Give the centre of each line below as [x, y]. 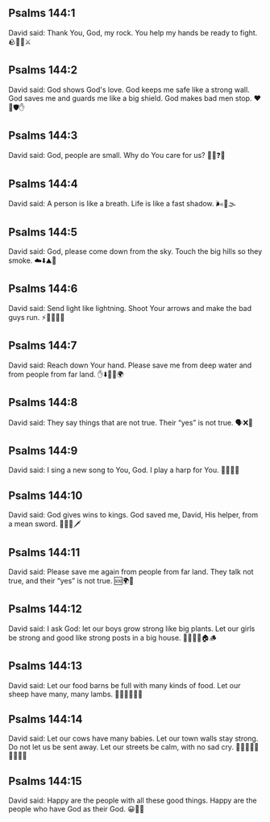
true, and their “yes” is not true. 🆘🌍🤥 [71, 580]
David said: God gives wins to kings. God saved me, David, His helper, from [133, 515]
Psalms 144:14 [46, 719]
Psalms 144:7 [43, 346]
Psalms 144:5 [43, 232]
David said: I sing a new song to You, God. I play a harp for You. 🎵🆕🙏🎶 [124, 470]
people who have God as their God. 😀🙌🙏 [77, 809]
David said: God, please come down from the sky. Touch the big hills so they [135, 251]
